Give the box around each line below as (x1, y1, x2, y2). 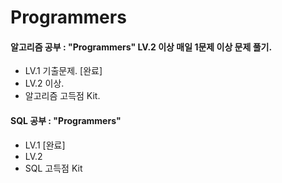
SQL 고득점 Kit (24, 162, 83, 174)
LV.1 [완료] (24, 139, 66, 151)
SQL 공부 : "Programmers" (10, 114, 122, 126)
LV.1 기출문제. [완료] (24, 65, 103, 77)
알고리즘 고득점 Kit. (24, 90, 101, 102)
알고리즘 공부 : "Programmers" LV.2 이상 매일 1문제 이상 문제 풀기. (10, 41, 273, 53)
